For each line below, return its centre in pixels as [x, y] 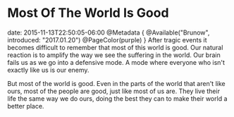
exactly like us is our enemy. [48, 70]
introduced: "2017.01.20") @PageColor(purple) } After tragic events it [107, 39]
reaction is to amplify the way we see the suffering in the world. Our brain [114, 55]
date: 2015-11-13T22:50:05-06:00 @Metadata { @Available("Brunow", [109, 32]
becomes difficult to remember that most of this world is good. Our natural [115, 47]
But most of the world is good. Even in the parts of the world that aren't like [116, 83]
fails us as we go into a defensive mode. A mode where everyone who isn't [116, 62]
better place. [26, 106]
